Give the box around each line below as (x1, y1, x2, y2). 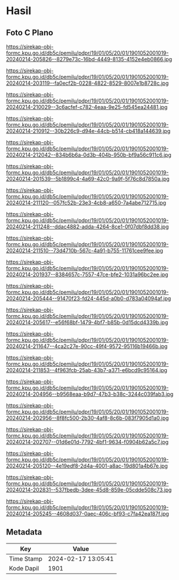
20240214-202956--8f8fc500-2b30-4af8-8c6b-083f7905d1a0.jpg (6, 415, 169, 422)
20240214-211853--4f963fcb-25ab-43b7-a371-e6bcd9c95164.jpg (6, 367, 167, 373)
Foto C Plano (6, 28, 53, 38)
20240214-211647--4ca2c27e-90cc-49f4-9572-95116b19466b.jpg (6, 343, 168, 350)
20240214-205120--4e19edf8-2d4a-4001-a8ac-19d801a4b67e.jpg (6, 462, 168, 469)
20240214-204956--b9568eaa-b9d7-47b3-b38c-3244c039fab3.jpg (6, 390, 174, 397)
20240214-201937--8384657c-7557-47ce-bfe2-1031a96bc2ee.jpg (6, 271, 168, 278)
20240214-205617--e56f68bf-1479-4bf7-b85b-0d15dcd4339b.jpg (6, 319, 168, 326)
